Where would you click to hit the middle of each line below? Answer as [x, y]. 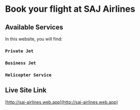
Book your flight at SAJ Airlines [70, 9]
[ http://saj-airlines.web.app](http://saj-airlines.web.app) [62, 102]
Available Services [34, 27]
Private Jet [19, 51]
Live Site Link [26, 90]
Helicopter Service [28, 75]
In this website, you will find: [34, 39]
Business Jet [21, 63]
